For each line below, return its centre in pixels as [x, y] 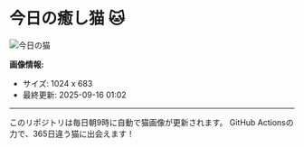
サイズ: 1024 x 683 [57, 83]
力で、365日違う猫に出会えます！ [72, 133]
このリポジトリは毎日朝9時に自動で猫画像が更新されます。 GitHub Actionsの [152, 122]
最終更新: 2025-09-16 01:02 [74, 95]
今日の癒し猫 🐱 [67, 18]
